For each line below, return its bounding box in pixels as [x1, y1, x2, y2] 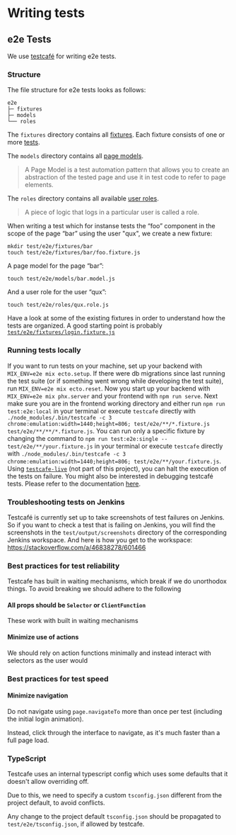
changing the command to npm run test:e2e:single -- [7, 434, 168, 442]
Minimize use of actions [7, 632, 79, 641]
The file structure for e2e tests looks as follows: [7, 86, 146, 94]
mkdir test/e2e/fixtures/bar [7, 243, 93, 250]
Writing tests [7, 5, 85, 21]
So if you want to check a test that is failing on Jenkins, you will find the [7, 520, 216, 529]
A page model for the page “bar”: [7, 262, 104, 270]
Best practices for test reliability [7, 561, 120, 571]
